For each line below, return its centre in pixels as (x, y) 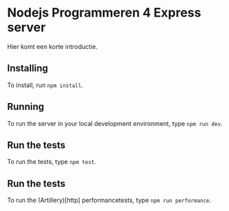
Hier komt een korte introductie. (53, 46)
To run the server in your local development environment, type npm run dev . (115, 123)
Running (26, 107)
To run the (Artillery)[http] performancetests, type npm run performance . (109, 200)
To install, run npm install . (45, 85)
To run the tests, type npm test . (52, 162)
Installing (28, 68)
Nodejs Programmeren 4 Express (104, 13)
